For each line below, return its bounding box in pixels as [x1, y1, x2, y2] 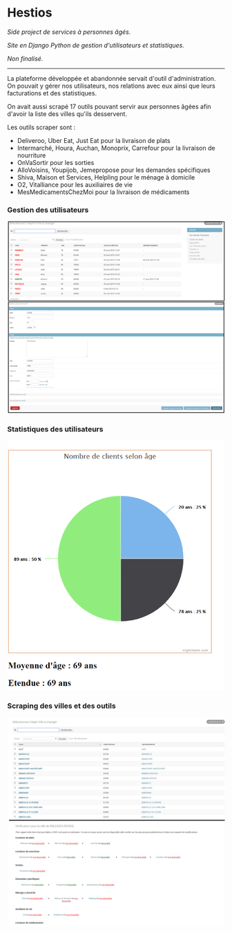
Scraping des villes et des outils [7, 701, 116, 711]
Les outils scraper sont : [7, 123, 76, 131]
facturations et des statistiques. [7, 88, 97, 97]
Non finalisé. [7, 54, 43, 63]
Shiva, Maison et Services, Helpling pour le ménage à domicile [17, 173, 195, 181]
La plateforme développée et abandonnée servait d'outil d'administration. [7, 74, 216, 82]
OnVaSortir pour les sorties [17, 158, 95, 166]
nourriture [17, 151, 46, 160]
